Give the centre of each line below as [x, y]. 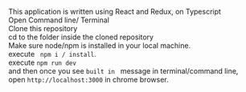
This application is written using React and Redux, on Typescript [115, 12]
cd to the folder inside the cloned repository [81, 37]
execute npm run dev [42, 62]
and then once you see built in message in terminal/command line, [123, 71]
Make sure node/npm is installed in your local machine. [100, 46]
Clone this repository [43, 28]
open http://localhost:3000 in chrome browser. [88, 80]
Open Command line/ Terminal [59, 20]
